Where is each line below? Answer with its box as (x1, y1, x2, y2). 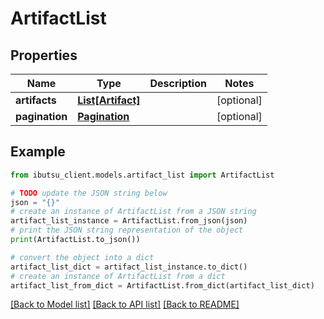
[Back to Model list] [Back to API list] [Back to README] (10, 298, 240, 311)
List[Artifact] (77, 93, 141, 107)
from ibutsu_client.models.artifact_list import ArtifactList (10, 170, 275, 180)
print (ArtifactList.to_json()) (10, 235, 141, 245)
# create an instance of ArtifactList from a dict (10, 271, 226, 281)
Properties (10, 47, 78, 64)
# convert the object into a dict (10, 252, 155, 262)
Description (149, 77, 207, 90)
